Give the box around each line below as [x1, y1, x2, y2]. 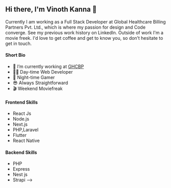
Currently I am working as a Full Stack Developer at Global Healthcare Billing [5, 18, 166, 25]
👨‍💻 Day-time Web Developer [12, 69, 73, 75]
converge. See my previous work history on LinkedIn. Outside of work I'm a [5, 29, 164, 36]
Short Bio [5, 52, 26, 58]
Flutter [12, 132, 27, 138]
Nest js [12, 172, 28, 178]
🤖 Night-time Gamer [12, 75, 55, 81]
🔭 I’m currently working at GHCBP [12, 63, 84, 69]
